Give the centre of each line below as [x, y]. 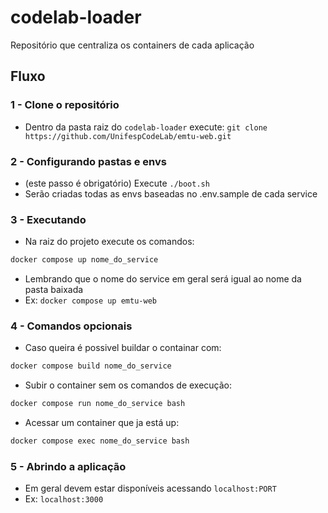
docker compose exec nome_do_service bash [100, 441]
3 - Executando [48, 219]
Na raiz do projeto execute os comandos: [109, 242]
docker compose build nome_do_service [91, 366]
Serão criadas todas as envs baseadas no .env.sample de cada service [171, 193]
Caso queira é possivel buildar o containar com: [123, 348]
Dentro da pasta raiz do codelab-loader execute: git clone [146, 127]
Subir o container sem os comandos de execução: [128, 385]
